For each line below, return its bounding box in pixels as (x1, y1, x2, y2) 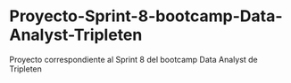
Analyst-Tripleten (9, 25, 143, 45)
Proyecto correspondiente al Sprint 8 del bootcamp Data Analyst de (9, 54, 259, 64)
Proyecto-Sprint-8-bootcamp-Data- (9, 6, 283, 26)
